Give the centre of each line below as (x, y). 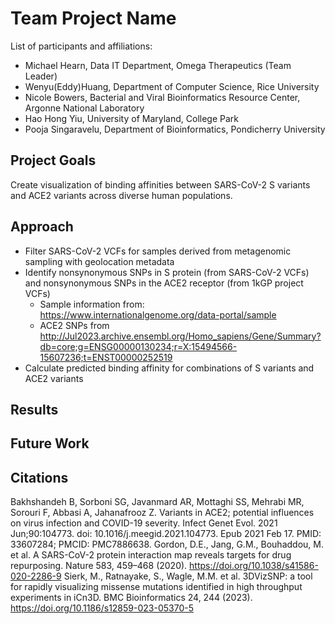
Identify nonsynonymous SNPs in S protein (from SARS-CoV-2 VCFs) (167, 272)
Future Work (50, 443)
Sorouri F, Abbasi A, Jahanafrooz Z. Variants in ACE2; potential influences (162, 513)
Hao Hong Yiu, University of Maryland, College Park (132, 118)
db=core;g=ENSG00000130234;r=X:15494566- (138, 346)
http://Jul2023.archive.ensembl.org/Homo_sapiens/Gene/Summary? (180, 336)
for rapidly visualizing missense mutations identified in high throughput (156, 587)
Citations (39, 477)
